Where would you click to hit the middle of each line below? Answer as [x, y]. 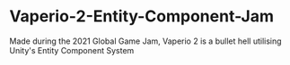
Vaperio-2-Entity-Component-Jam [141, 16]
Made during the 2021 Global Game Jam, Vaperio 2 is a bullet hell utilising [145, 41]
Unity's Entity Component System [72, 50]
